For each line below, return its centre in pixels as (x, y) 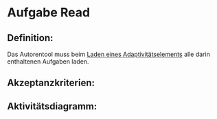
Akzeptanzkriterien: (51, 83)
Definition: (30, 38)
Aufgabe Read (49, 13)
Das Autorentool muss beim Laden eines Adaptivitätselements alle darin (109, 54)
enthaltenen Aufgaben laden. (48, 62)
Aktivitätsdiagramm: (52, 106)
